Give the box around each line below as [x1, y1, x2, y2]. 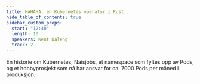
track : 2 [11, 42, 33, 48]
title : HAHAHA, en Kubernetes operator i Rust [6, 8, 124, 15]
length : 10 [11, 31, 39, 37]
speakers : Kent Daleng [11, 36, 68, 42]
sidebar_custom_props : [6, 20, 63, 26]
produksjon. [6, 71, 36, 78]
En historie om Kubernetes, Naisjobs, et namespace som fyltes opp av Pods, [6, 58, 194, 66]
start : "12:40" [11, 25, 50, 32]
